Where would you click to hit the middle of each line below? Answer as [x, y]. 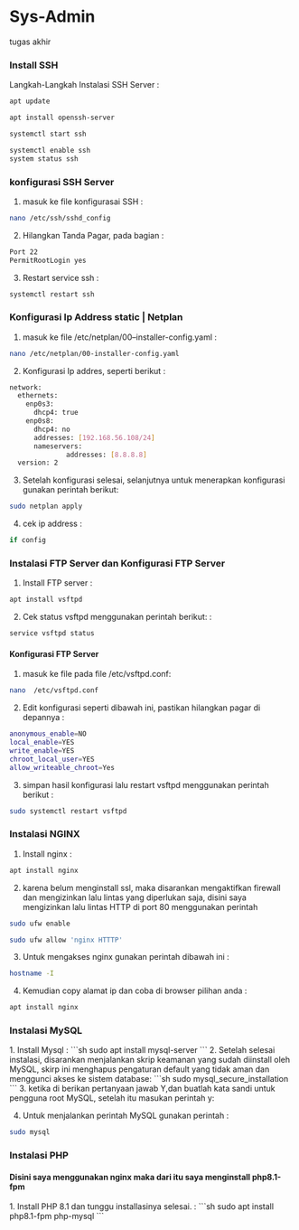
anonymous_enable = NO [48, 734]
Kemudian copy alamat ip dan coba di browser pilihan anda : [135, 991]
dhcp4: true [56, 413]
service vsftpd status [52, 634]
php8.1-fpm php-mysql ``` [57, 1216]
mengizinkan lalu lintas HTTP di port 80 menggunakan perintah [140, 906]
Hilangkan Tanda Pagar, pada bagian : [93, 235]
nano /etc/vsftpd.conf [54, 690]
